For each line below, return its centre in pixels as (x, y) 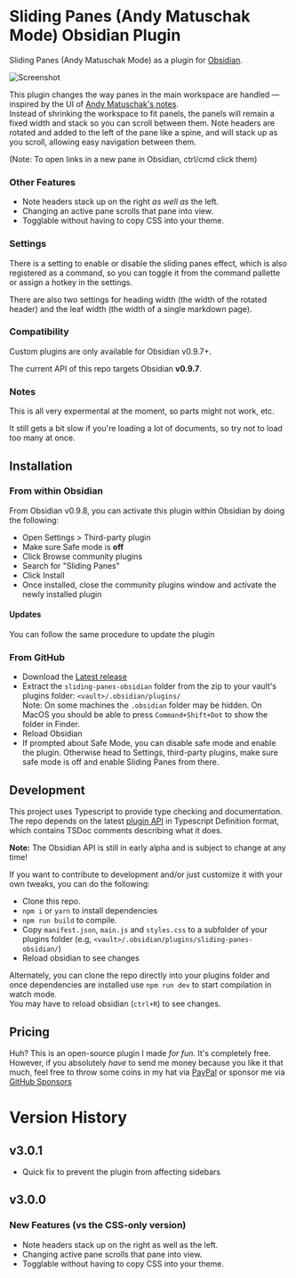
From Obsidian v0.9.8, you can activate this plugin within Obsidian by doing (147, 511)
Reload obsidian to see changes (80, 958)
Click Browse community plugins (82, 556)
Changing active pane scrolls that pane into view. (112, 1254)
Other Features (42, 182)
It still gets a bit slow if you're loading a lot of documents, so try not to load (146, 429)
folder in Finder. (51, 725)
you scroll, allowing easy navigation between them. (103, 142)
